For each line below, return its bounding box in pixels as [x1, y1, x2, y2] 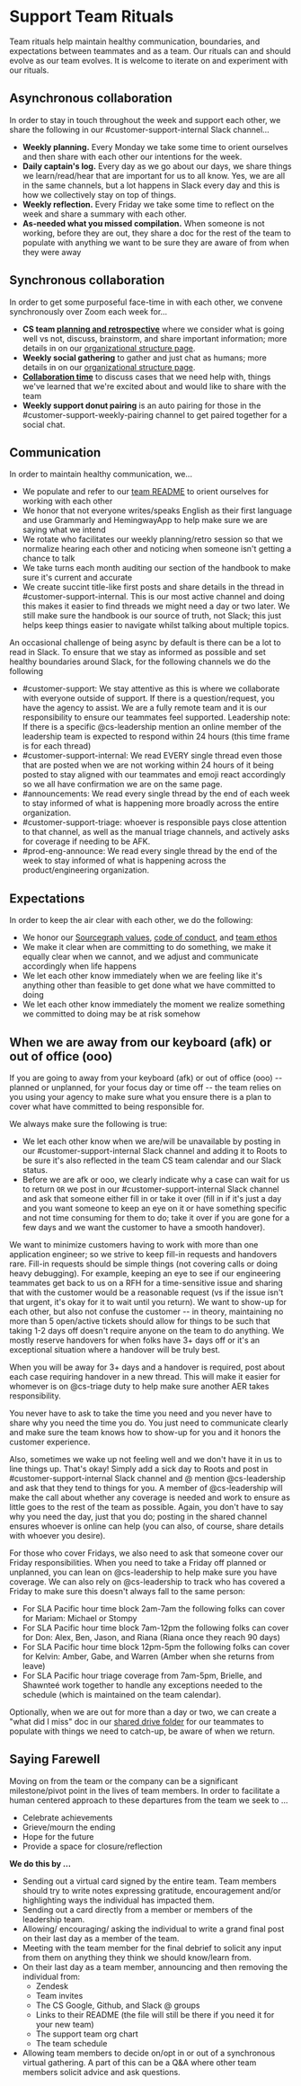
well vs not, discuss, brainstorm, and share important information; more [22, 333, 288, 343]
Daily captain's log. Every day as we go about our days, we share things [22, 160, 292, 172]
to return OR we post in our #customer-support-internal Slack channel [22, 1184, 279, 1194]
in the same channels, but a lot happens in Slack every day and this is [22, 180, 280, 191]
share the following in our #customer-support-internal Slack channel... [9, 124, 270, 135]
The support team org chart [35, 2028, 139, 2039]
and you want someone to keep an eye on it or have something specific [22, 1203, 288, 1213]
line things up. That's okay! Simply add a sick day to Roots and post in [9, 1463, 269, 1474]
